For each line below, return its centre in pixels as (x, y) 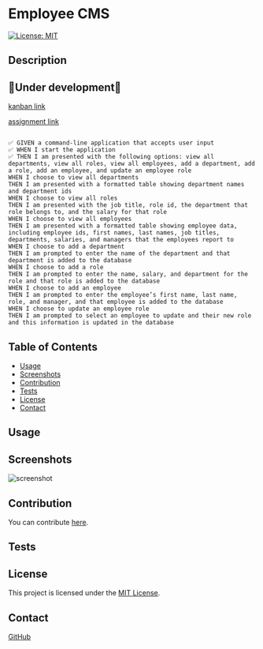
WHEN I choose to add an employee (65, 288)
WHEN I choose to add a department (67, 247)
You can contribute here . (48, 522)
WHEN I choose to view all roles (63, 198)
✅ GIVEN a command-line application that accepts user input (111, 143)
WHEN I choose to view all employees (70, 219)
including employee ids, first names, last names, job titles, (114, 233)
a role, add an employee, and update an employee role (100, 171)
